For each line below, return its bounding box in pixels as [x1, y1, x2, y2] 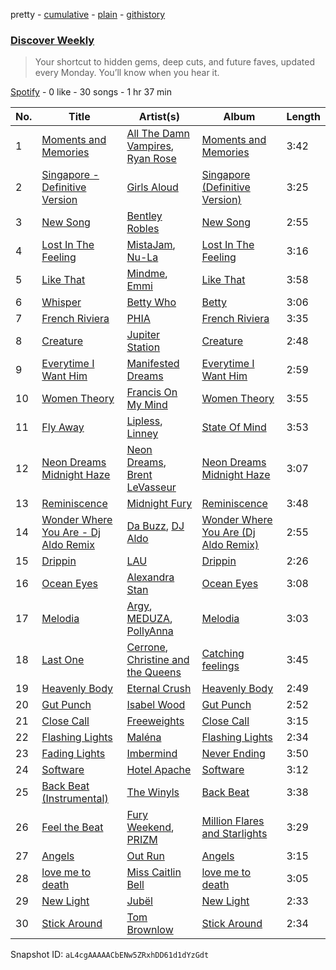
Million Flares [201, 814, 265, 828]
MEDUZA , [126, 612, 173, 626]
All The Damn [126, 127, 190, 141]
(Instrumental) [41, 792, 109, 806]
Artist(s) [138, 110, 181, 124]
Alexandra [126, 570, 175, 584]
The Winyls [126, 785, 180, 799]
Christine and [126, 653, 190, 667]
